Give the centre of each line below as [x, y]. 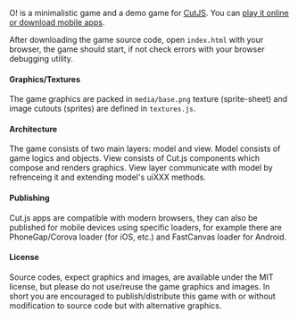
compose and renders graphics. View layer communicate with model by [141, 168]
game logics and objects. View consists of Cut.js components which [135, 158]
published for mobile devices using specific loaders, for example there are [146, 227]
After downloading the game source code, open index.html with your [137, 40]
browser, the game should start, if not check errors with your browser [137, 49]
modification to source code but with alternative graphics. [116, 305]
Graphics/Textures [45, 79]
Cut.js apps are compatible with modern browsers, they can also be [134, 217]
